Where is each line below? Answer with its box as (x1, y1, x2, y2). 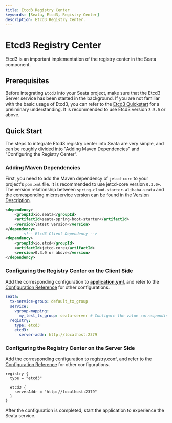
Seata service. (5, 413, 36, 419)
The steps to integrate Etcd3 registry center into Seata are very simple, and (5, 140, 164, 146)
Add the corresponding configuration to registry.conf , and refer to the (5, 356, 152, 362)
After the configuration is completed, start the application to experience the (5, 407, 165, 413)
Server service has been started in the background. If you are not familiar (5, 95, 160, 102)
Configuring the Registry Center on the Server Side (5, 344, 135, 351)
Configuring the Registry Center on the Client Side (5, 267, 133, 274)
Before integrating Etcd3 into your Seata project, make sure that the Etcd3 (5, 90, 161, 96)
